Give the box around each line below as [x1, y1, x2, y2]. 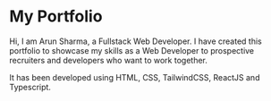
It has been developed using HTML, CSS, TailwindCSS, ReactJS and [9, 72, 260, 82]
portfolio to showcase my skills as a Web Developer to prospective [9, 45, 255, 55]
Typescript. [9, 81, 52, 92]
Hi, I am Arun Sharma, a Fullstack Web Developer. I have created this [9, 36, 262, 46]
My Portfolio [9, 6, 103, 27]
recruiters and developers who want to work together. [9, 55, 208, 65]
